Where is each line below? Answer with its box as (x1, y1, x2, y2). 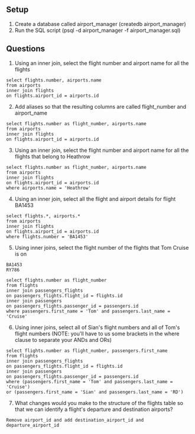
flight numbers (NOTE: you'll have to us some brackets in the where (14, 330, 180, 337)
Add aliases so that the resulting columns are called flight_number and (14, 103, 187, 110)
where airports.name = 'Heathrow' (6, 185, 92, 191)
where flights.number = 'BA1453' (6, 233, 89, 240)
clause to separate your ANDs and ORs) (14, 336, 112, 343)
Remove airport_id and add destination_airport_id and (6, 417, 144, 423)
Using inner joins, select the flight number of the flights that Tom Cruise (14, 244, 189, 251)
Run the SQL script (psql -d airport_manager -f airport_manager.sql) (14, 27, 181, 34)
